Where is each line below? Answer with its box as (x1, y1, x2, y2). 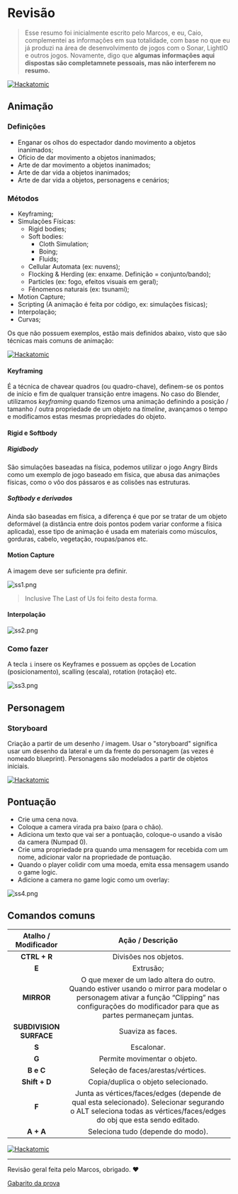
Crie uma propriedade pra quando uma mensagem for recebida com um (17, 845, 228, 853)
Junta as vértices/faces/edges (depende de (75, 1088, 222, 1098)
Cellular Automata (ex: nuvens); (28, 262, 120, 270)
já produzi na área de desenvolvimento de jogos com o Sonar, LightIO (24, 43, 228, 52)
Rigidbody (7, 445, 39, 454)
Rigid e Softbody (7, 428, 58, 437)
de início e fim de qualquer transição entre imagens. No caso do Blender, (7, 390, 221, 398)
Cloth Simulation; (38, 239, 89, 248)
